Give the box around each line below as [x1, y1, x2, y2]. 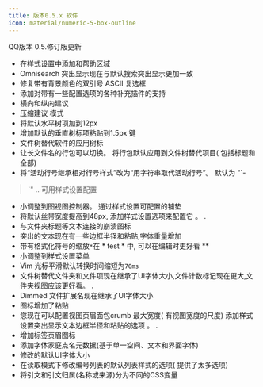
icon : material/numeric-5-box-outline [8, 19, 136, 27]
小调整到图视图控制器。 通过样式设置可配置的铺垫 [19, 201, 182, 211]
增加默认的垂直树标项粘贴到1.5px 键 [19, 128, 136, 137]
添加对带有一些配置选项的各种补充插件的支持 [19, 88, 166, 98]
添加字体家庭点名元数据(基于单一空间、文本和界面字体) [19, 340, 200, 350]
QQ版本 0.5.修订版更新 [8, 41, 82, 52]
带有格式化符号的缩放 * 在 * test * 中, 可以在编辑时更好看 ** [19, 241, 210, 251]
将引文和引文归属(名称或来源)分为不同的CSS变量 [19, 370, 178, 379]
